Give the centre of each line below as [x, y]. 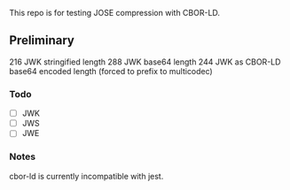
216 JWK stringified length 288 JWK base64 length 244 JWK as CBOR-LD [145, 62]
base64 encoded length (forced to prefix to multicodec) [111, 71]
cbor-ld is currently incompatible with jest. [86, 176]
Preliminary [42, 40]
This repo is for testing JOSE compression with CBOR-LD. [114, 13]
